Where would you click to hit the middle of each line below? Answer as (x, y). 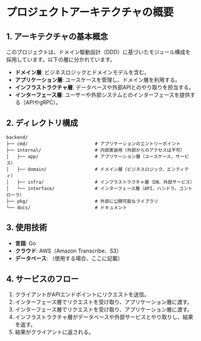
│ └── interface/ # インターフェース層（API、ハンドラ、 (93, 188)
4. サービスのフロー (43, 279)
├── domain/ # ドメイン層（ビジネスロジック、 (92, 169)
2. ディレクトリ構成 (42, 123)
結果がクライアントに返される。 (54, 332)
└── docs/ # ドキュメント (67, 207)
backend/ (17, 137)
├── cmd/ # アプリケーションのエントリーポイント (94, 144)
